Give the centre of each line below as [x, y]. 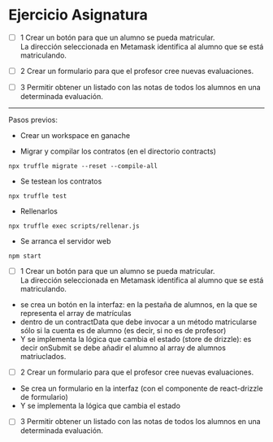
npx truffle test [38, 197]
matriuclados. [43, 357]
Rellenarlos [39, 211]
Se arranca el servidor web [65, 241]
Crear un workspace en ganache [75, 136]
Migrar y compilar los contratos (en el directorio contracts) [118, 151]
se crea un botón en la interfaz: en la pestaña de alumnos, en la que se [139, 305]
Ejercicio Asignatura [78, 15]
